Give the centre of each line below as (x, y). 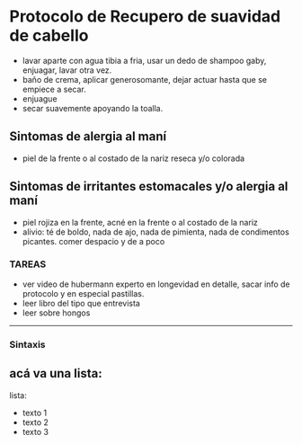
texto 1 (35, 413)
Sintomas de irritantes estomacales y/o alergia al (149, 186)
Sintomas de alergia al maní (88, 137)
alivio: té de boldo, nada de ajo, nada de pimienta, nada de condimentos (155, 232)
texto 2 (36, 422)
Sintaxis (27, 344)
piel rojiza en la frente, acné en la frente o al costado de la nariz (140, 222)
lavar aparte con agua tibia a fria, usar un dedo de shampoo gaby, (144, 60)
